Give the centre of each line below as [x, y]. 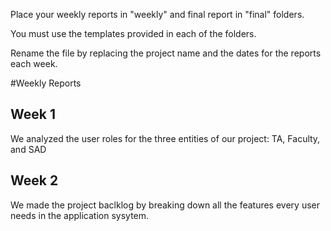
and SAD [28, 149]
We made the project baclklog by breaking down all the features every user [165, 205]
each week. [34, 63]
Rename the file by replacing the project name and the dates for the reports [166, 53]
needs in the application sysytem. [80, 215]
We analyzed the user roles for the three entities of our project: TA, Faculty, [165, 138]
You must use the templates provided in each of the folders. [133, 33]
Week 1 [33, 114]
